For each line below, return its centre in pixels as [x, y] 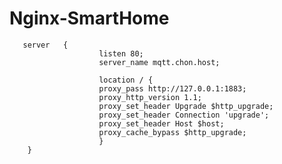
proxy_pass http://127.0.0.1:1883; [172, 88]
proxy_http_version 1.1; [150, 97]
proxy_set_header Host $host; [161, 123]
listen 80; [121, 53]
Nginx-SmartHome [89, 18]
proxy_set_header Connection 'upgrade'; [184, 115]
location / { [126, 80]
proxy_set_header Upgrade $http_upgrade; [186, 106]
